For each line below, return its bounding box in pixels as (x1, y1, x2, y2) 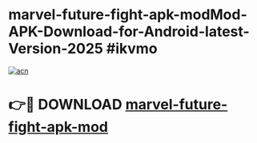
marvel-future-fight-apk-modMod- (8, 6, 248, 24)
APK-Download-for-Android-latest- (8, 22, 250, 41)
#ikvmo (106, 40, 158, 58)
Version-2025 (8, 40, 104, 58)
